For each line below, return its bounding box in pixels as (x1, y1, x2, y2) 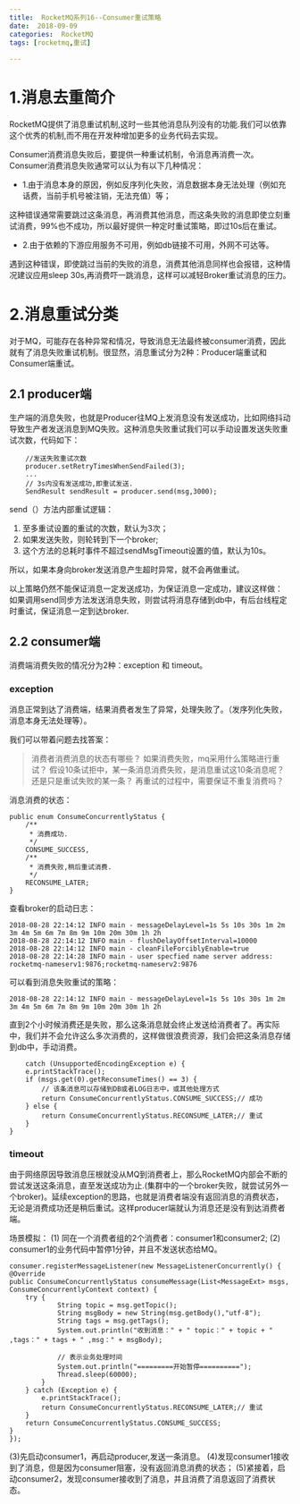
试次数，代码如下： (9, 435, 80, 445)
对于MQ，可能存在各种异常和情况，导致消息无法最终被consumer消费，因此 (9, 336, 287, 346)
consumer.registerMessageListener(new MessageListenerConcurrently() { (9, 1262, 281, 1271)
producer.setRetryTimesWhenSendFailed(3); (25, 461, 186, 470)
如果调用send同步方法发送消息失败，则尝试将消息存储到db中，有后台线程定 (9, 594, 287, 604)
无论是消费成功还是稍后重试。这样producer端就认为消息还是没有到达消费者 (9, 1203, 286, 1213)
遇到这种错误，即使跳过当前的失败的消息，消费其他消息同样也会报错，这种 (9, 258, 283, 269)
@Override (9, 1270, 46, 1279)
